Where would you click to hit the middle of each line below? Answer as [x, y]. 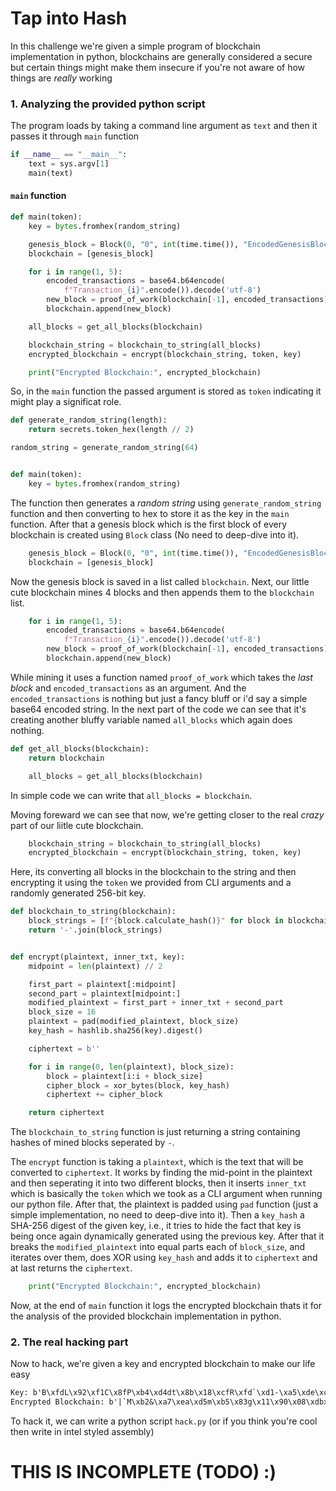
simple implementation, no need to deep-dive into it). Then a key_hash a [157, 1215]
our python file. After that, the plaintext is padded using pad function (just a [164, 1204]
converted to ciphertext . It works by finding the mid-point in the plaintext [161, 1173]
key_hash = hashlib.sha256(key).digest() [115, 1031]
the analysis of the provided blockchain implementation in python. [146, 1316]
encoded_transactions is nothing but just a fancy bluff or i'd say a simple [159, 698]
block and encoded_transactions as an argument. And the [128, 688]
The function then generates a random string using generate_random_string [166, 503]
